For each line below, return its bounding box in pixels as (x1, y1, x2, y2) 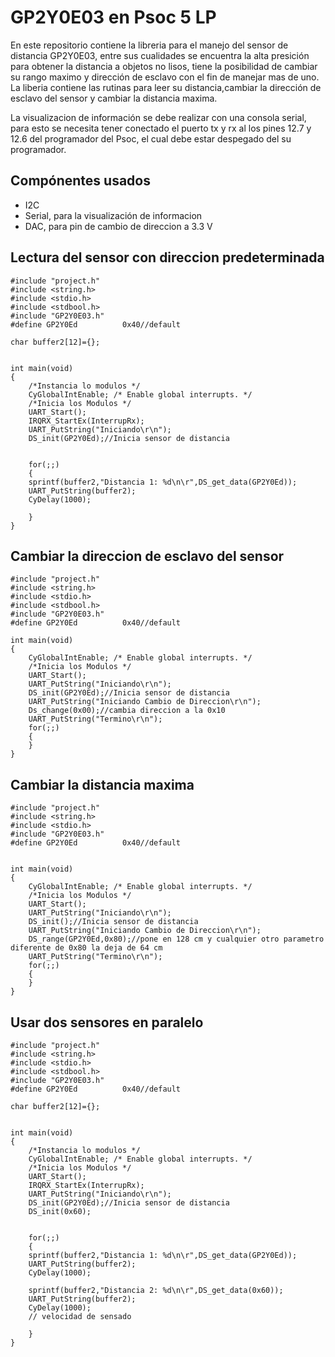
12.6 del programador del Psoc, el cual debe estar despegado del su (10, 132, 292, 145)
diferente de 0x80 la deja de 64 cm (10, 943, 163, 953)
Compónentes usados (10, 172, 151, 190)
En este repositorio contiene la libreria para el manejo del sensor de (10, 39, 289, 51)
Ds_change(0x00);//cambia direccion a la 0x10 (28, 706, 226, 716)
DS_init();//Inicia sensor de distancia (28, 917, 199, 927)
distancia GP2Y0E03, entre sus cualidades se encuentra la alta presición (10, 49, 310, 61)
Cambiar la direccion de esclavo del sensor (10, 547, 285, 565)
